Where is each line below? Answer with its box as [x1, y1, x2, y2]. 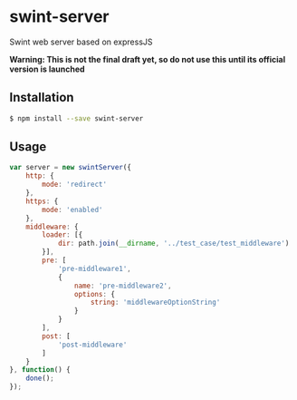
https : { [25, 197, 59, 206]
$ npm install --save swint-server [9, 113, 144, 123]
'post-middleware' [57, 340, 128, 349]
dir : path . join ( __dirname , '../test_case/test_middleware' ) [57, 239, 290, 249]
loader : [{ [42, 230, 83, 239]
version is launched [9, 63, 85, 74]
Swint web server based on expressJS [9, 36, 153, 47]
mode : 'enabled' [42, 205, 103, 214]
